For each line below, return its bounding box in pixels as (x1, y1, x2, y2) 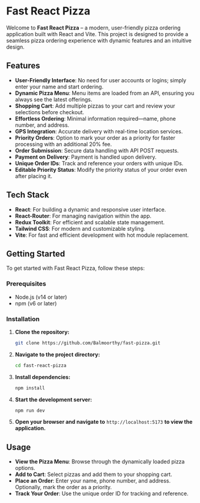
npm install (14, 385, 45, 391)
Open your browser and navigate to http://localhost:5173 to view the (14, 418, 193, 425)
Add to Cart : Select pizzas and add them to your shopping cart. (14, 471, 172, 478)
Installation (6, 314, 40, 323)
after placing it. (14, 172, 53, 180)
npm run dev (14, 407, 45, 413)
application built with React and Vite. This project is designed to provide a (6, 30, 189, 37)
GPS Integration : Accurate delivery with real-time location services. (14, 127, 183, 135)
